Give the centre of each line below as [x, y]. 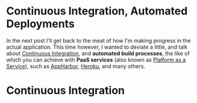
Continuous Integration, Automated [97, 11]
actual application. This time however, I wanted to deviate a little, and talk [97, 47]
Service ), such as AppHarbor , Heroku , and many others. [76, 66]
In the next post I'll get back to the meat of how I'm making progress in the [98, 40]
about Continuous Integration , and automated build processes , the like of [98, 53]
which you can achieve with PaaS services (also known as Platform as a [96, 60]
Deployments [41, 24]
